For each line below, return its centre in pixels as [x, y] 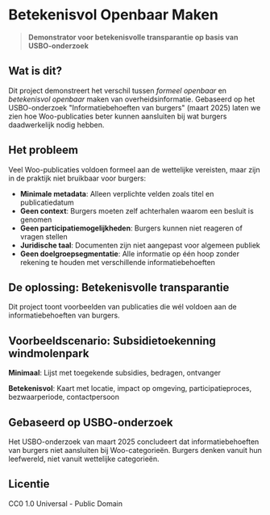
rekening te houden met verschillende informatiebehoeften [118, 262]
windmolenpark [49, 353]
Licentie [29, 484]
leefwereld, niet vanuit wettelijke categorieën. [84, 459]
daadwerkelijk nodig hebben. [56, 125]
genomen [36, 219]
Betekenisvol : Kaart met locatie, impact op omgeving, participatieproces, [130, 388]
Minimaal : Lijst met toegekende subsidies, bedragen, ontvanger [115, 373]
